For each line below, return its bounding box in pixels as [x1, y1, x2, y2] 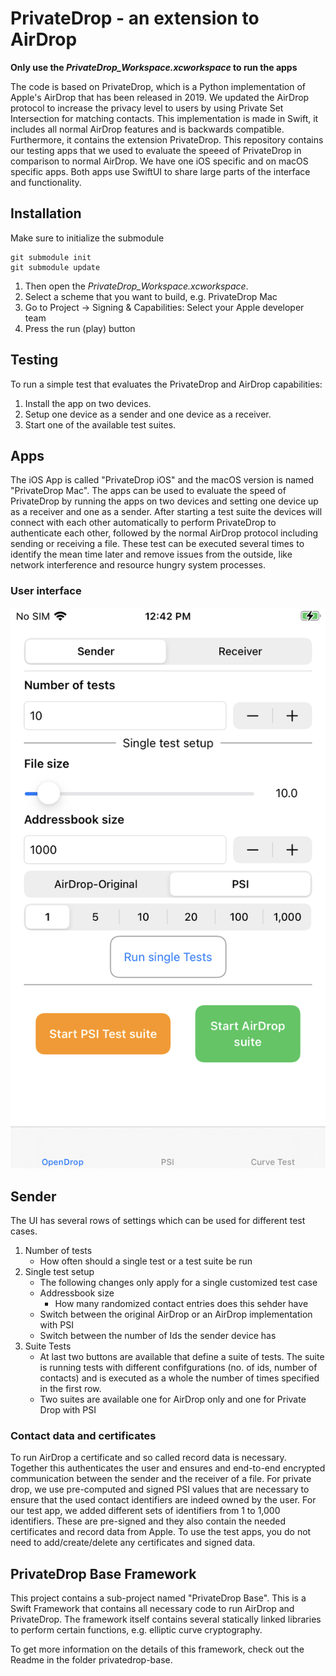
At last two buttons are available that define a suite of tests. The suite [39, 1351, 325, 1363]
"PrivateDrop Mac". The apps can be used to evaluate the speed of [10, 485, 287, 497]
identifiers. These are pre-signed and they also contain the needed [10, 1515, 287, 1527]
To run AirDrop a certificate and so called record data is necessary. [10, 1452, 287, 1464]
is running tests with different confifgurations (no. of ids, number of [39, 1362, 318, 1374]
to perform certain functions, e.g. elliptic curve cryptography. [10, 1624, 263, 1636]
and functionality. [10, 176, 82, 188]
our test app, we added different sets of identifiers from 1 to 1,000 [10, 1505, 281, 1517]
